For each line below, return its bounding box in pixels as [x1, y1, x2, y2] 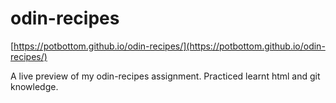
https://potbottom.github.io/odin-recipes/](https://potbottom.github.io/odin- [13, 40, 326, 52]
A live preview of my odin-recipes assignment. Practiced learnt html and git [10, 70, 321, 82]
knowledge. [10, 80, 59, 92]
